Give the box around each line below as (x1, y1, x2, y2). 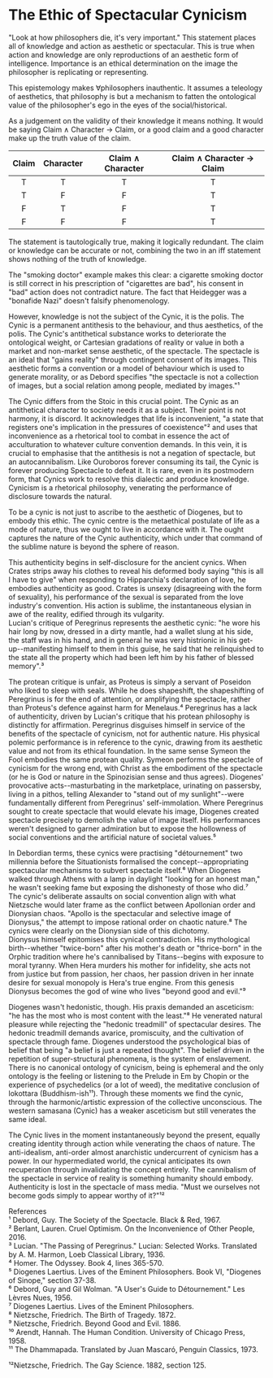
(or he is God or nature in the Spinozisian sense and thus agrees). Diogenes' (8, 772, 264, 781)
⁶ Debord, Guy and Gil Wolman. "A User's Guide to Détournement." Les (8, 1284, 245, 1293)
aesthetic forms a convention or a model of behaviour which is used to (8, 363, 245, 373)
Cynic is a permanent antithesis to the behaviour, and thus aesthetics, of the (8, 320, 264, 330)
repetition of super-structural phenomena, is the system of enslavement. (8, 1054, 252, 1063)
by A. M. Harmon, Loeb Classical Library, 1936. (8, 1250, 165, 1259)
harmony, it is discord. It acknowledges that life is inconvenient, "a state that (8, 413, 264, 424)
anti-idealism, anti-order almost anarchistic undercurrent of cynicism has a (8, 1147, 258, 1157)
